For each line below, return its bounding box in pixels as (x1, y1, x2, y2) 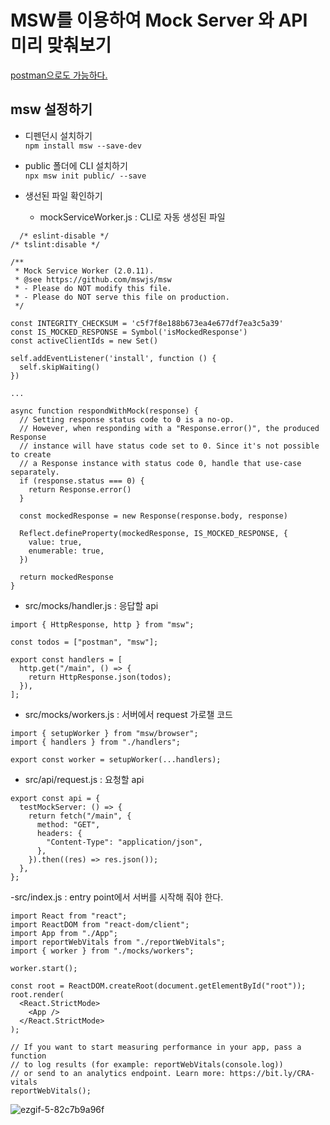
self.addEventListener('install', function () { (10, 353, 217, 363)
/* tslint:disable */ (10, 239, 101, 250)
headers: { (36, 828, 83, 838)
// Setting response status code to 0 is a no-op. (19, 414, 235, 425)
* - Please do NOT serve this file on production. (14, 292, 230, 302)
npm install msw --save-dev (24, 141, 142, 151)
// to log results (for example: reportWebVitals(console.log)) (10, 1059, 284, 1070)
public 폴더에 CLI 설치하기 (24, 159, 128, 171)
